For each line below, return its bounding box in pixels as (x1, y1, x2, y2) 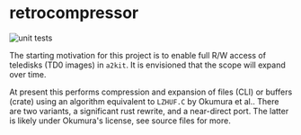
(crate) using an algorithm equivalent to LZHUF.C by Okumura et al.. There (9, 95, 279, 106)
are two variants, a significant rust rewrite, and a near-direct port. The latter (9, 105, 289, 116)
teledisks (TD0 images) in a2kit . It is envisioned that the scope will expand (9, 59, 286, 70)
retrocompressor (9, 3, 139, 23)
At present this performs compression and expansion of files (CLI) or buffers (9, 86, 293, 97)
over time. (9, 68, 47, 79)
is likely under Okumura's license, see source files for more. (9, 115, 231, 126)
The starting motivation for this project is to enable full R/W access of (9, 49, 267, 60)
